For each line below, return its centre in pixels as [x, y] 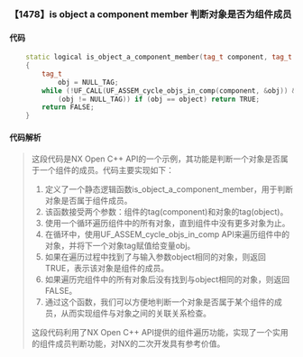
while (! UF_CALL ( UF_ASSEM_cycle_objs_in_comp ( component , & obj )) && [171, 91]
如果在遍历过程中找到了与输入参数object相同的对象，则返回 [155, 257]
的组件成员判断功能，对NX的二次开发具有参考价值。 [128, 343]
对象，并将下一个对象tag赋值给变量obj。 [120, 246]
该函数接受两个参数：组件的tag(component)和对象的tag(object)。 [166, 212]
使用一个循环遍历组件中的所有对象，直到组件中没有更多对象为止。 [167, 224]
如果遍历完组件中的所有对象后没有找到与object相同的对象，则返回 [167, 279]
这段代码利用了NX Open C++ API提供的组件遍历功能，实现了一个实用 [160, 333]
